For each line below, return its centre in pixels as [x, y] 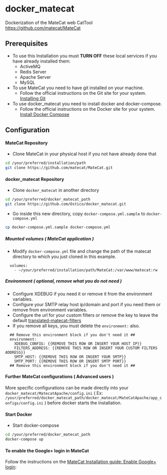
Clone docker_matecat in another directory [56, 190]
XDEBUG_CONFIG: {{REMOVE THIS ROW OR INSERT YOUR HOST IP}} [78, 344]
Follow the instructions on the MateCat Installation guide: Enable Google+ [81, 462]
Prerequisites [26, 44]
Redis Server [33, 72]
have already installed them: [41, 61]
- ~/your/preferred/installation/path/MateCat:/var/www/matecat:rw [86, 270]
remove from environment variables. [50, 310]
